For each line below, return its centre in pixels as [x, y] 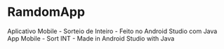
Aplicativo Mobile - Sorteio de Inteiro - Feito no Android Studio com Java [112, 31]
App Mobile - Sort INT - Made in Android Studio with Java [91, 38]
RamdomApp [46, 12]
